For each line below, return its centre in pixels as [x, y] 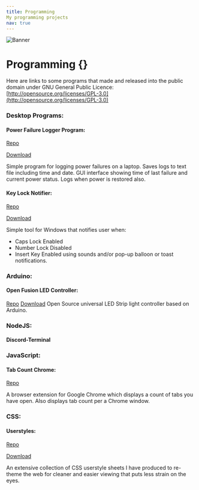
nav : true [19, 23]
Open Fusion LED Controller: [42, 290]
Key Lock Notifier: [29, 193]
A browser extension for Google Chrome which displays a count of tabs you [100, 395]
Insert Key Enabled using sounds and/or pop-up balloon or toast [94, 254]
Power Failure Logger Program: [46, 130]
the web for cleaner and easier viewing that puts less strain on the [105, 474]
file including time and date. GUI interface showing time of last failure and [97, 173]
